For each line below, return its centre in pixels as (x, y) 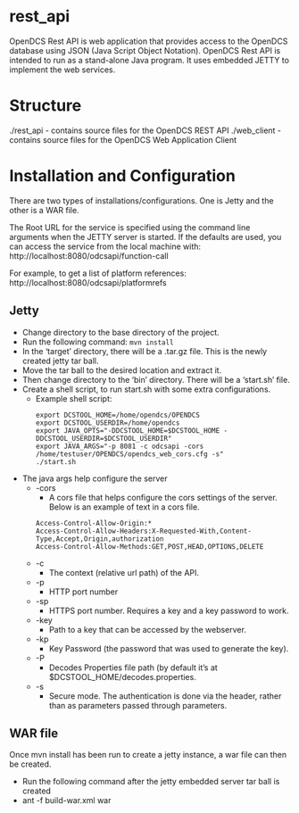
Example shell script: (74, 398)
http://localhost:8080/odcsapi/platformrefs (88, 282)
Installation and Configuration (123, 176)
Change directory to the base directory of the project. (121, 332)
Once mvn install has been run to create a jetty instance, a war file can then (148, 755)
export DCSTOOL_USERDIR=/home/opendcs (108, 423)
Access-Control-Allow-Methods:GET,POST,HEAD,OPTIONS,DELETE (149, 546)
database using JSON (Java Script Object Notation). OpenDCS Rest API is (145, 50)
